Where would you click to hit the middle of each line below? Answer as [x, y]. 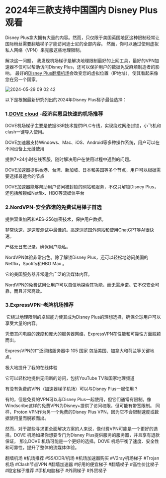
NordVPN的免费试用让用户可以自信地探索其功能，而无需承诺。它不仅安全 [80, 285]
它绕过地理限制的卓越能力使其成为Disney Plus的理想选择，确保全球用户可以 [83, 317]
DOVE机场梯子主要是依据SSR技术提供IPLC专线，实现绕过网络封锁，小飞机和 [83, 126]
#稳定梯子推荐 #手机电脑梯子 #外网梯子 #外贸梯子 [56, 471]
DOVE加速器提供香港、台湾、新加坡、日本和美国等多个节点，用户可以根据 [81, 170]
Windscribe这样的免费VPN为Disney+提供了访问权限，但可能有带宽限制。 [80, 406]
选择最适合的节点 [27, 176]
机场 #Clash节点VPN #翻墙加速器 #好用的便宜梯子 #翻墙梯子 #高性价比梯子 [82, 464]
